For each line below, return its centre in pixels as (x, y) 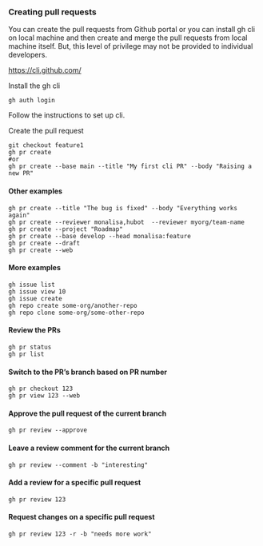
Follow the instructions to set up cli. (67, 115)
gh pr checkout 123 (41, 389)
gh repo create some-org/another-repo (73, 305)
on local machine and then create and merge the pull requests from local (128, 38)
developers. (28, 55)
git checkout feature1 (46, 145)
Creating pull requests (53, 12)
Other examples (35, 191)
